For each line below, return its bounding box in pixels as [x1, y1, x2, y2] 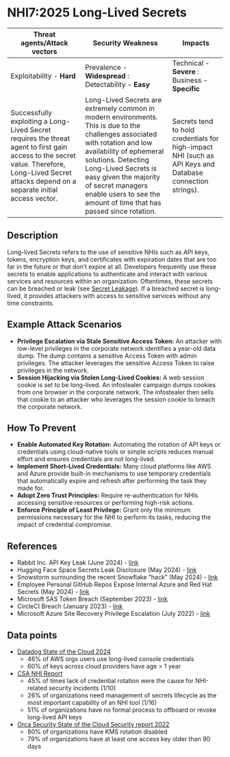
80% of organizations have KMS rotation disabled [27, 728, 168, 736]
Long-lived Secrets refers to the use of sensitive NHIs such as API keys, [7, 248, 210, 256]
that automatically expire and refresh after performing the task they [16, 477, 207, 485]
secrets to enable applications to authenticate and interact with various [7, 269, 207, 278]
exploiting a [10, 116, 48, 126]
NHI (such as [172, 151, 214, 160]
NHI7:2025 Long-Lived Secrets [7, 5, 187, 21]
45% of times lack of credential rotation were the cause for [27, 677, 194, 684]
